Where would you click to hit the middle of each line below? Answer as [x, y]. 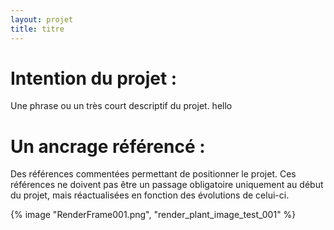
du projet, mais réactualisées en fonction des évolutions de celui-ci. [150, 195]
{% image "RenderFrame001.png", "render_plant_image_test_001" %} [153, 215]
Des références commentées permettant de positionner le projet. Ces [153, 174]
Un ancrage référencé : [108, 146]
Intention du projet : [94, 78]
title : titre [37, 29]
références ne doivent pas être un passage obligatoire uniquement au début [167, 185]
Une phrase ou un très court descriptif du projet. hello [121, 106]
